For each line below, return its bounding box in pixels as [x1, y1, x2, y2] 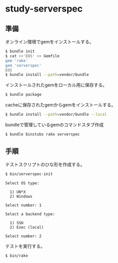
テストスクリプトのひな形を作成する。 [5, 161, 85, 167]
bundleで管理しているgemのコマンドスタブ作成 [5, 122, 104, 128]
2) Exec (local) [10, 225, 44, 230]
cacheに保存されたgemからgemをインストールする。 [5, 102, 116, 108]
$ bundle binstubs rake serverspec [5, 132, 80, 137]
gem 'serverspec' [5, 63, 42, 68]
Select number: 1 [5, 202, 42, 207]
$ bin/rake [5, 253, 28, 258]
